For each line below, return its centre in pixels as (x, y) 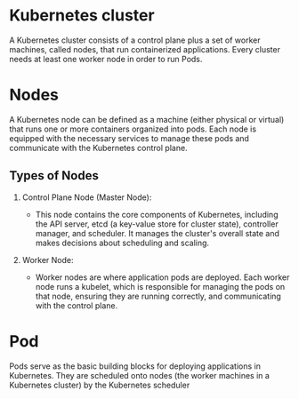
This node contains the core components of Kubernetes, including (157, 214)
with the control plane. (77, 305)
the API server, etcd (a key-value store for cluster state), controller (157, 224)
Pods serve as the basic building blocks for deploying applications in (135, 366)
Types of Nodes (54, 176)
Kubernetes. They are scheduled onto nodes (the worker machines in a (139, 375)
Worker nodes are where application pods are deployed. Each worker (162, 277)
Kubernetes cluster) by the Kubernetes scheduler (100, 385)
